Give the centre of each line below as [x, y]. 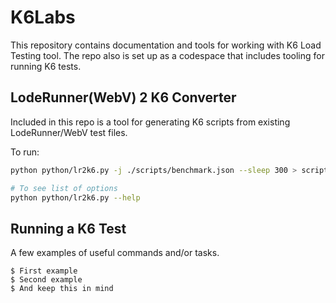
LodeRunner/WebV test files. [69, 132]
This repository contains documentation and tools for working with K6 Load [166, 45]
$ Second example [46, 280]
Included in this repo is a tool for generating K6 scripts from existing [150, 122]
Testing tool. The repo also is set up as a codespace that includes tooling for [167, 55]
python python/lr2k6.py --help [75, 197]
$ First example [44, 271]
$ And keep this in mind [62, 289]
